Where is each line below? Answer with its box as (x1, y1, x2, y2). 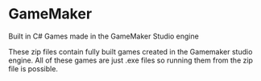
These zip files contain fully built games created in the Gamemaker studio (8, 47, 253, 56)
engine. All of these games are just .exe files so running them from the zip (8, 55, 254, 65)
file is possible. (8, 63, 59, 73)
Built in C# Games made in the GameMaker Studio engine (8, 31, 199, 41)
